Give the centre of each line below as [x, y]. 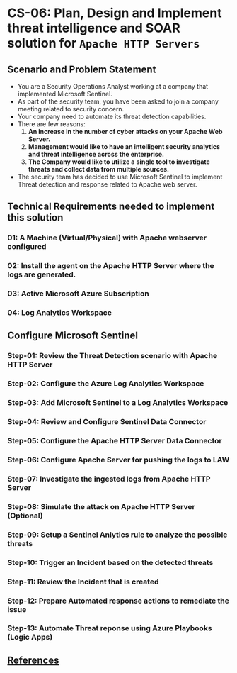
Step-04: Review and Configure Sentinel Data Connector [107, 422]
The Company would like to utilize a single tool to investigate [119, 162]
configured [27, 247]
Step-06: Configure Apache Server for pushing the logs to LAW [118, 460]
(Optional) [25, 516]
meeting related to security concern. [71, 109]
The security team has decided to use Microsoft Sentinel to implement [120, 177]
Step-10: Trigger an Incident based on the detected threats [110, 562]
